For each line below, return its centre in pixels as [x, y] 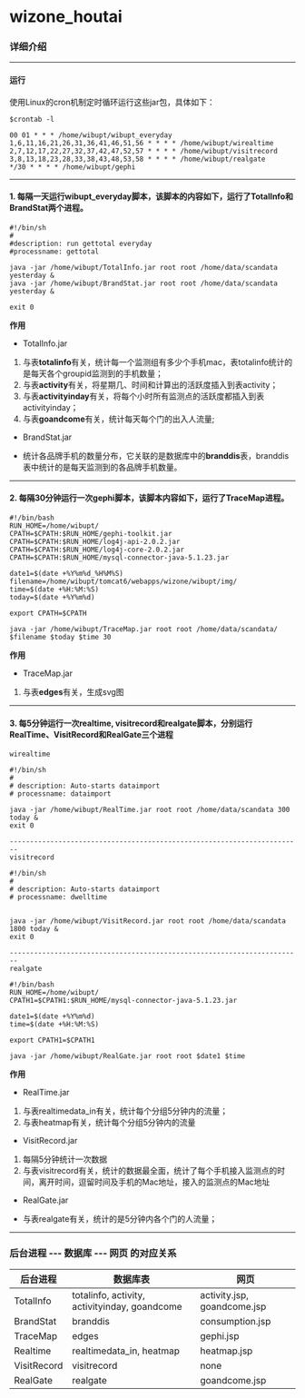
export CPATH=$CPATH [49, 614]
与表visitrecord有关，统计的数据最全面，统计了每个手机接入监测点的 [150, 1171]
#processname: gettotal [54, 252]
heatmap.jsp [226, 1351]
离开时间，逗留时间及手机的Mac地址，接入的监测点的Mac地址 [154, 1182]
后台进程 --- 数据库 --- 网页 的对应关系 [93, 1254]
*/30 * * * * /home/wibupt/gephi [73, 167]
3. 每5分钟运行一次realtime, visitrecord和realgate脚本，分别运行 [131, 723]
